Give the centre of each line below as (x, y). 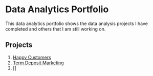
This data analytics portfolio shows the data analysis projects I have (77, 23)
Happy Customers (32, 57)
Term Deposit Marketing (38, 63)
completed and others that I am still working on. (56, 29)
